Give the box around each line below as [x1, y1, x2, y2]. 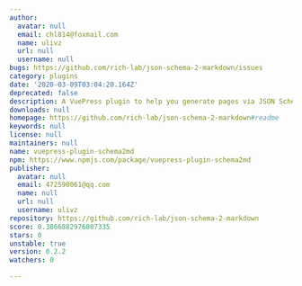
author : [9, 13, 39, 22]
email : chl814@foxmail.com [17, 30, 119, 39]
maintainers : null [9, 139, 78, 147]
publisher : [9, 164, 50, 173]
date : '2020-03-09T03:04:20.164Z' [9, 80, 139, 89]
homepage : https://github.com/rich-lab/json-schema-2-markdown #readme [9, 113, 280, 122]
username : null [17, 55, 75, 64]
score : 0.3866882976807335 [9, 222, 111, 231]
